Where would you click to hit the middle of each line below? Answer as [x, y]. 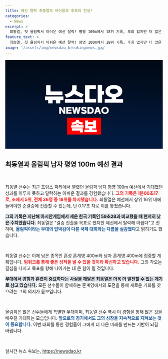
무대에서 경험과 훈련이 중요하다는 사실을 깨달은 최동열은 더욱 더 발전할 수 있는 [79, 279]
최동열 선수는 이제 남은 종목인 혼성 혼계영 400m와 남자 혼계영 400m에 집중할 [80, 256]
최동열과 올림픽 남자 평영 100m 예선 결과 [64, 164]
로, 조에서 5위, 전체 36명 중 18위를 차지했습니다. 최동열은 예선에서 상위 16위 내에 [83, 200]
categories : [17, 16]
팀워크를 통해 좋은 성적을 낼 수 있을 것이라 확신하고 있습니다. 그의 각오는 [93, 262]
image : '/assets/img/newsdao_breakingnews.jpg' [56, 48]
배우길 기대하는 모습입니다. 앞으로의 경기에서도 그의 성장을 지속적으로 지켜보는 [81, 318]
